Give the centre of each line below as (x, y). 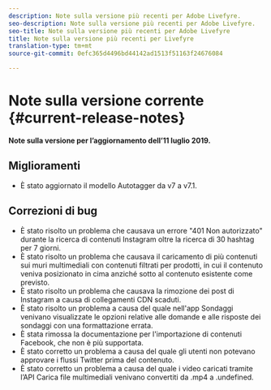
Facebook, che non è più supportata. (82, 342)
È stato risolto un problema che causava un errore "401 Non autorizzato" (142, 230)
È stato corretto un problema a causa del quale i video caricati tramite (136, 368)
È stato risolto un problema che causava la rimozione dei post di (127, 291)
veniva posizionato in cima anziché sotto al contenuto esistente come (136, 273)
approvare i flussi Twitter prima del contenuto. (97, 360)
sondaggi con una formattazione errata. (86, 325)
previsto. (35, 282)
